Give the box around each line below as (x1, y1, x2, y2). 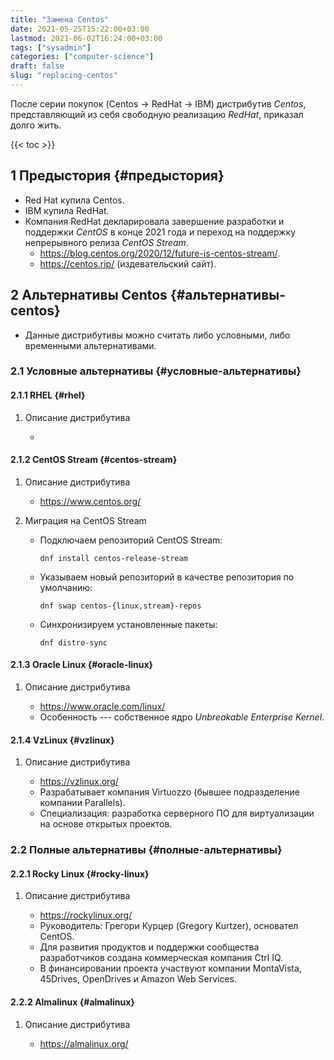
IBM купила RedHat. (24, 204, 110, 216)
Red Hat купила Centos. (24, 194, 125, 206)
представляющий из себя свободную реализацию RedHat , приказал (10, 108, 304, 120)
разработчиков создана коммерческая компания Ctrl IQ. (39, 952, 284, 964)
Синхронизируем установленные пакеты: (39, 618, 218, 630)
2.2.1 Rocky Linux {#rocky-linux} (10, 867, 150, 880)
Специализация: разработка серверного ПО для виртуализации (39, 807, 315, 820)
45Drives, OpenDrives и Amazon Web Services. (39, 973, 238, 985)
